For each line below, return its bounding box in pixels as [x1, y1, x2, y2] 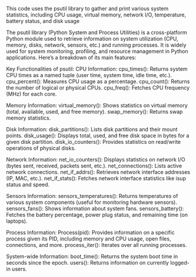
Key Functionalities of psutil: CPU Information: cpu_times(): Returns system [6, 65, 188, 72]
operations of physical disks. [6, 144, 76, 151]
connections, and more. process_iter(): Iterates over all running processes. [6, 242, 187, 248]
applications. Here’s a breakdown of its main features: [6, 54, 137, 61]
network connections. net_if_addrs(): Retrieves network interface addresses [6, 169, 190, 176]
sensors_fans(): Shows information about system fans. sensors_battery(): [6, 205, 184, 212]
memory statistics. [6, 114, 51, 121]
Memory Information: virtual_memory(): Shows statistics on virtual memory [6, 102, 188, 108]
